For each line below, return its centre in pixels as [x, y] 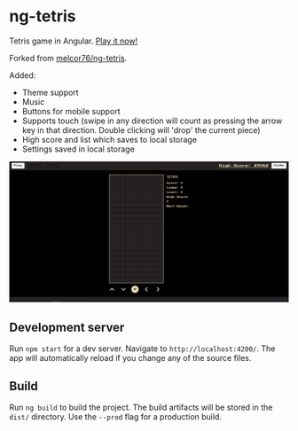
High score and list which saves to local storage [110, 139]
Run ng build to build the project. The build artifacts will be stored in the [141, 407]
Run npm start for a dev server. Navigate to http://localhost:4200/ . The [142, 349]
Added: [23, 75]
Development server [67, 327]
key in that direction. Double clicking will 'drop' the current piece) [141, 129]
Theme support [50, 92]
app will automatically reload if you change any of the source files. [130, 358]
